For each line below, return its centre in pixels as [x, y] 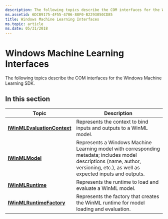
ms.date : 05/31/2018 [27, 29]
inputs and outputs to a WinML [112, 128]
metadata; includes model [106, 155]
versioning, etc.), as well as [108, 167]
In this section [28, 99]
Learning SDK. [20, 83]
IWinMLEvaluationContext [39, 128]
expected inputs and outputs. [110, 174]
